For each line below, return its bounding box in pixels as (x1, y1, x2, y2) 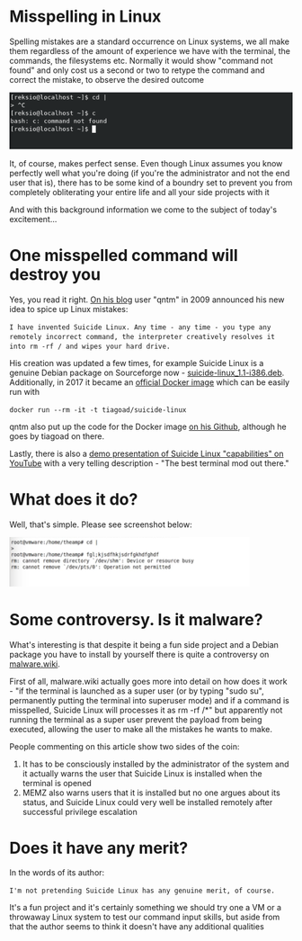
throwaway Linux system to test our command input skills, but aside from (9, 911, 280, 923)
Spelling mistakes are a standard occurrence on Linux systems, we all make (9, 36, 290, 47)
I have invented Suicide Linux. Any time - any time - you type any (9, 322, 271, 332)
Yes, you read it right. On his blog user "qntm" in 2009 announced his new (9, 294, 285, 305)
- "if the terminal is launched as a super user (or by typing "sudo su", (9, 686, 264, 696)
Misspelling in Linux (9, 6, 162, 27)
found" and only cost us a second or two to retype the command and (9, 65, 265, 76)
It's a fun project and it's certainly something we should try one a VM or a (9, 902, 281, 913)
